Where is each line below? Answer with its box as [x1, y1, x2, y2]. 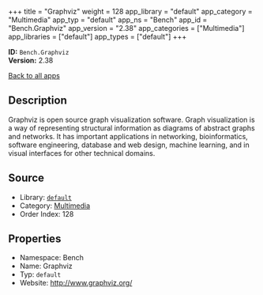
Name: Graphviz [19, 261, 73, 271]
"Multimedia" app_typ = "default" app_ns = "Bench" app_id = [8, 15, 208, 25]
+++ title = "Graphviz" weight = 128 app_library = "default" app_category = [8, 7, 253, 16]
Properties [8, 233, 62, 246]
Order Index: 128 [19, 209, 74, 218]
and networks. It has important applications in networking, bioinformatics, [8, 131, 249, 141]
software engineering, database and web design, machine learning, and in [8, 140, 250, 149]
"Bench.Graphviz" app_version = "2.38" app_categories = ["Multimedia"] [8, 24, 245, 32]
